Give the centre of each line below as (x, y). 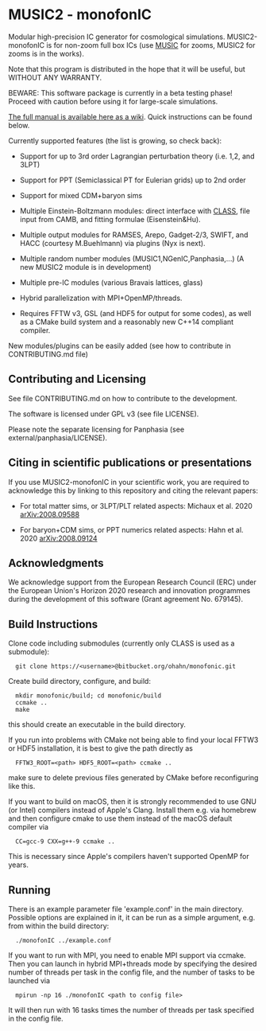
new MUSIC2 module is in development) (86, 267)
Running (30, 890)
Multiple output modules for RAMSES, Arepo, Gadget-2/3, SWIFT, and (134, 234)
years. (19, 865)
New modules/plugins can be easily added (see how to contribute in (120, 346)
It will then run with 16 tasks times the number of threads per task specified (131, 1010)
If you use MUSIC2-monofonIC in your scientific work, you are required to (129, 482)
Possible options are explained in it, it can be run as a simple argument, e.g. (132, 918)
